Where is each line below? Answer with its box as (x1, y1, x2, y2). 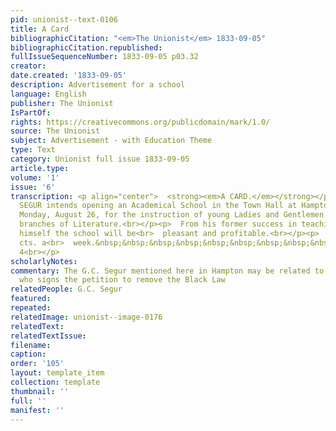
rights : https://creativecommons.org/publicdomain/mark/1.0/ (10, 117, 271, 127)
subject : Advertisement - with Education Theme (10, 136, 213, 146)
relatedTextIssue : (10, 331, 87, 341)
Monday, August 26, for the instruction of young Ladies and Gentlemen (19, 210, 325, 220)
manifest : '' (10, 405, 65, 415)
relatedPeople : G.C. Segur (10, 284, 123, 295)
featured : (10, 294, 52, 304)
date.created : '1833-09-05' (10, 71, 128, 81)
